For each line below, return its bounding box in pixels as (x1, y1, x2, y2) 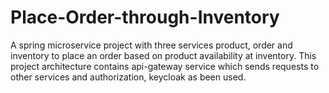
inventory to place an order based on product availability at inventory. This (10, 49, 317, 61)
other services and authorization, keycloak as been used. (10, 71, 247, 83)
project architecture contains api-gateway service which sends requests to (10, 60, 320, 72)
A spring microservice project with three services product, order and (10, 39, 293, 51)
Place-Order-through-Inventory (10, 6, 280, 29)
